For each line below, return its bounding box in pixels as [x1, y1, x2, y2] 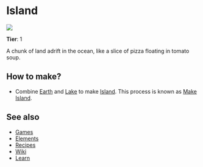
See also [6, 112, 40, 122]
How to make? [6, 72, 62, 82]
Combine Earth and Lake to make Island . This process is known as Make [15, 87, 197, 95]
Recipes [15, 141, 36, 149]
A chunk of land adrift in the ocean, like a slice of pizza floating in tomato [6, 47, 190, 54]
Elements [15, 135, 39, 142]
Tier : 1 [6, 35, 23, 43]
